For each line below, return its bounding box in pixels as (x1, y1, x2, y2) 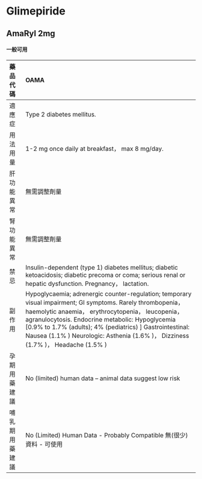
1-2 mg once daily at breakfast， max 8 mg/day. (25, 144, 164, 153)
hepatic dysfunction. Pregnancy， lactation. (25, 279, 149, 288)
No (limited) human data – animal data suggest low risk (25, 374, 180, 382)
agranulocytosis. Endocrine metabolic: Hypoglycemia (25, 315, 176, 323)
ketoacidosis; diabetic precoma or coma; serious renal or (25, 270, 186, 279)
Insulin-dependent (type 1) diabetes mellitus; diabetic (25, 263, 179, 271)
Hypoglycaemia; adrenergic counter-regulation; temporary (25, 290, 192, 298)
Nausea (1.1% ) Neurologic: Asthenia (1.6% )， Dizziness (25, 331, 189, 340)
